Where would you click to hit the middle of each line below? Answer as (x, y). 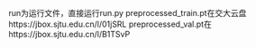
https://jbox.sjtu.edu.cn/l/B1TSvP (69, 34)
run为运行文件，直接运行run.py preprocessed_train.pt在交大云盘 (128, 13)
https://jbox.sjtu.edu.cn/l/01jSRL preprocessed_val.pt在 (110, 24)
